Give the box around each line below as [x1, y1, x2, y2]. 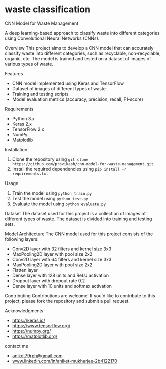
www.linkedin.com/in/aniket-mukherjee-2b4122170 [12, 358, 117, 364]
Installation [5, 146, 28, 152]
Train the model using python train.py [12, 190, 92, 196]
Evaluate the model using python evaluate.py [12, 201, 106, 207]
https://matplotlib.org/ [12, 333, 58, 339]
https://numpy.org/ [12, 328, 51, 334]
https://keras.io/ [12, 317, 46, 323]
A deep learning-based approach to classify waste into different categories [5, 30, 160, 36]
